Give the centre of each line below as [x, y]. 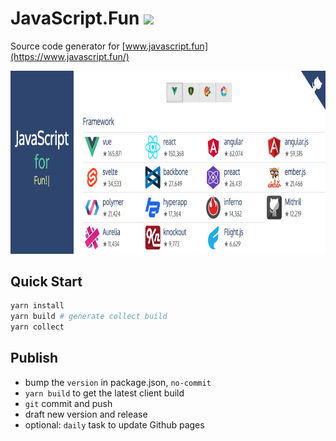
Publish [34, 358]
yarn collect [37, 327]
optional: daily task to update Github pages [114, 424]
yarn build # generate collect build [89, 317]
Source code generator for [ [68, 46]
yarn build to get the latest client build [104, 393]
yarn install [37, 306]
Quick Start [46, 282]
